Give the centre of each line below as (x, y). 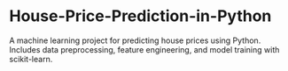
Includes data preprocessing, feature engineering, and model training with (144, 49)
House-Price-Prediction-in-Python (140, 16)
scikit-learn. (31, 59)
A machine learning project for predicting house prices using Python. (135, 40)
